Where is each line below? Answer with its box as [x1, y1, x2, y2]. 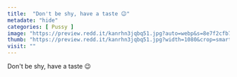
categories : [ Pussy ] [7, 23, 74, 30]
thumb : [7, 36, 27, 43]
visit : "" [7, 43, 37, 50]
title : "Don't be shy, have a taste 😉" [7, 10, 130, 17]
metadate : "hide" [7, 17, 59, 24]
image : [7, 29, 27, 37]
